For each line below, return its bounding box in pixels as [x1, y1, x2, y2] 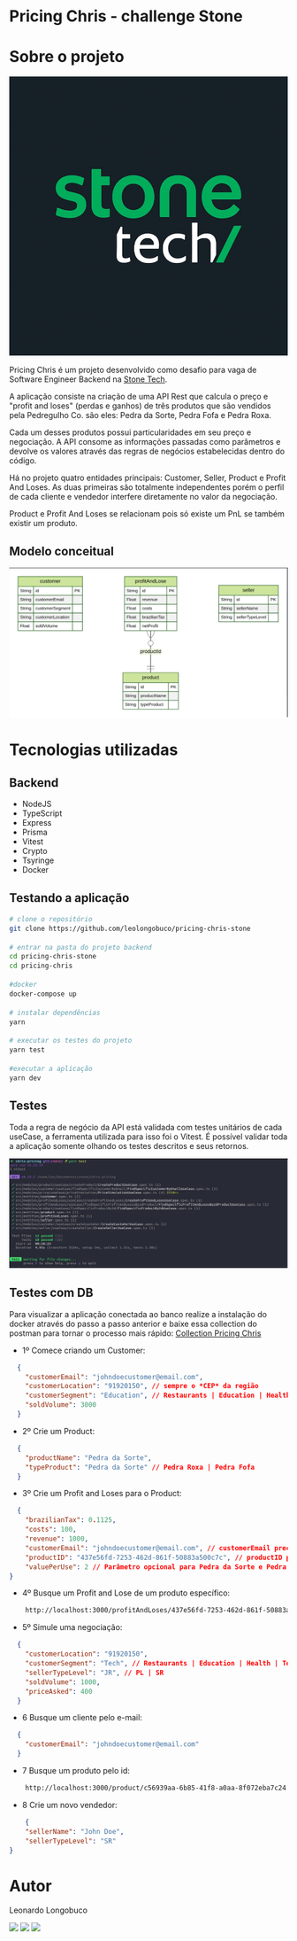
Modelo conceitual [9, 543, 115, 559]
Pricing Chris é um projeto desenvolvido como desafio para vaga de [9, 365, 257, 376]
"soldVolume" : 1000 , [25, 1677, 101, 1687]
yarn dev [9, 1074, 42, 1083]
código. [9, 455, 37, 466]
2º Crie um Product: [21, 1425, 95, 1436]
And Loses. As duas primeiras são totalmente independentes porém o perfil [9, 482, 285, 493]
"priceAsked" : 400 [25, 1687, 93, 1696]
